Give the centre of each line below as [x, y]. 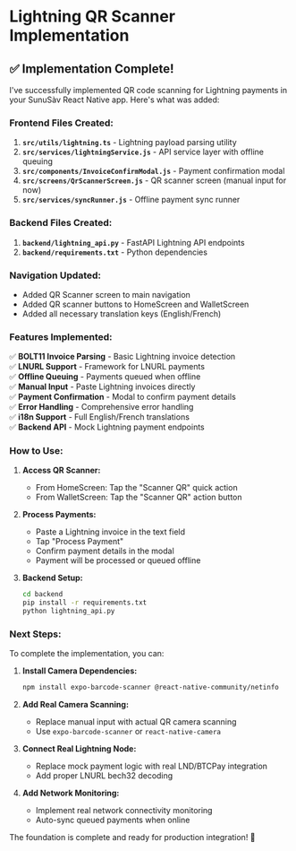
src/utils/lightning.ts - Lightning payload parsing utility [129, 143]
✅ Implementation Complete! [92, 69]
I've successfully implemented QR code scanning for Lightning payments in [148, 90]
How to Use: [36, 451]
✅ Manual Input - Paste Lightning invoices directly [102, 386]
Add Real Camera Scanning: [76, 705]
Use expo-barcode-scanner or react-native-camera [128, 732]
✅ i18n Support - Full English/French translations [100, 417]
